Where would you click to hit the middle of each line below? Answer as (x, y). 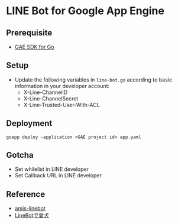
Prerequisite (29, 33)
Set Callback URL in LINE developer (58, 176)
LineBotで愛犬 (32, 215)
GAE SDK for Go (34, 47)
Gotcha (20, 155)
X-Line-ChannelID (46, 92)
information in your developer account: (62, 86)
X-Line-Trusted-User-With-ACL (62, 105)
